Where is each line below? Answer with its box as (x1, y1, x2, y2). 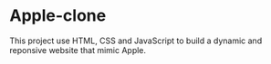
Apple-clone (9, 5, 107, 26)
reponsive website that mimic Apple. (9, 44, 147, 55)
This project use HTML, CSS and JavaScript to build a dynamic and (9, 35, 263, 46)
